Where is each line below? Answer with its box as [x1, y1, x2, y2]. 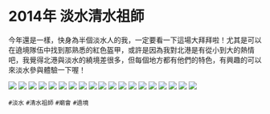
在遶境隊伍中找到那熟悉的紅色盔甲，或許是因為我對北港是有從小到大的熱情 [8, 45, 255, 54]
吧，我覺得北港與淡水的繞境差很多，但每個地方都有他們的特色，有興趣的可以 [8, 55, 262, 65]
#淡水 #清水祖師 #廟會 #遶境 [8, 99, 89, 107]
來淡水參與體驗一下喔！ [8, 65, 86, 74]
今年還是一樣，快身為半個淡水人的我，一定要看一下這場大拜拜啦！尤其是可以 [8, 35, 262, 45]
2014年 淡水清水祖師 [8, 7, 145, 26]
